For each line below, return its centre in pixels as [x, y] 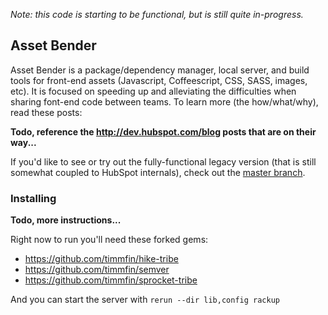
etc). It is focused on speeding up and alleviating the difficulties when [153, 91]
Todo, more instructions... [66, 220]
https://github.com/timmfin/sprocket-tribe [111, 280]
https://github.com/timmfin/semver [97, 270]
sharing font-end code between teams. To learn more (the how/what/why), [164, 101]
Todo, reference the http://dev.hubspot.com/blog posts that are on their [163, 131]
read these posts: [46, 112]
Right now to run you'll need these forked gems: [109, 240]
